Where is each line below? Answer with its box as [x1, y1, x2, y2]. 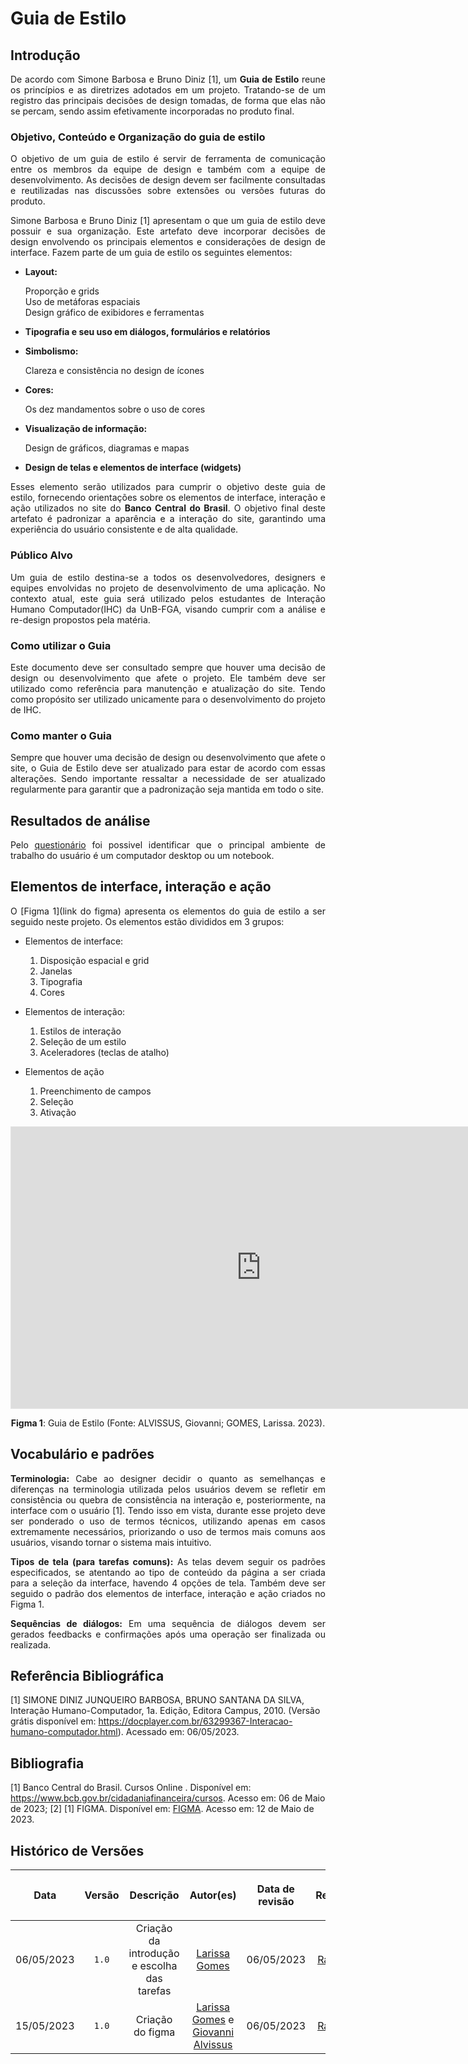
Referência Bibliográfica [10, 1668, 165, 1685]
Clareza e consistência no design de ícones [24, 365, 205, 377]
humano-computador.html [10, 1726, 118, 1738]
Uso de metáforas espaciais [24, 296, 141, 308]
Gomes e [191, 2013, 235, 2027]
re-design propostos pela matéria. [10, 613, 151, 626]
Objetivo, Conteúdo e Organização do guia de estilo [10, 130, 266, 144]
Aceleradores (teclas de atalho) [39, 1046, 170, 1058]
